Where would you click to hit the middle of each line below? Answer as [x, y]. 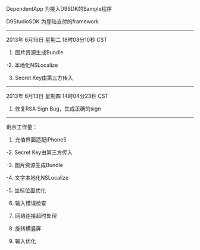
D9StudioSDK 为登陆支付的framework [53, 21]
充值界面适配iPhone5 [40, 140]
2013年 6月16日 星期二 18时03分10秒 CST [57, 40]
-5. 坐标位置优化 [26, 190]
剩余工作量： [22, 127]
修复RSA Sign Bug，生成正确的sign [58, 109]
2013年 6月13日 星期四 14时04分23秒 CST [57, 96]
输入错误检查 [30, 203]
